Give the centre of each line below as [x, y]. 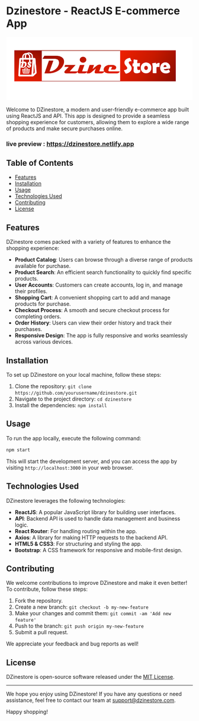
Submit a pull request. [41, 632]
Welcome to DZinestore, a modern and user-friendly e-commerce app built [98, 109]
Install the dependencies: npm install [61, 405]
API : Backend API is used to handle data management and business [97, 518]
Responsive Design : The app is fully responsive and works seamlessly [101, 336]
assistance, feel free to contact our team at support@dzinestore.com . [91, 700]
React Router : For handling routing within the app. [76, 531]
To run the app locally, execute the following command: [74, 438]
